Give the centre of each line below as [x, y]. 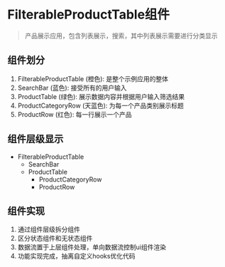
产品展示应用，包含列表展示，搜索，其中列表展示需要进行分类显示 [121, 36]
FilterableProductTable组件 [89, 15]
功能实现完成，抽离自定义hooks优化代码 [76, 256]
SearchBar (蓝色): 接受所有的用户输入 [72, 88]
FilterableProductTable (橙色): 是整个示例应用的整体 [93, 78]
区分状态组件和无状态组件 [55, 239]
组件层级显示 [35, 139]
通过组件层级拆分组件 [49, 229]
